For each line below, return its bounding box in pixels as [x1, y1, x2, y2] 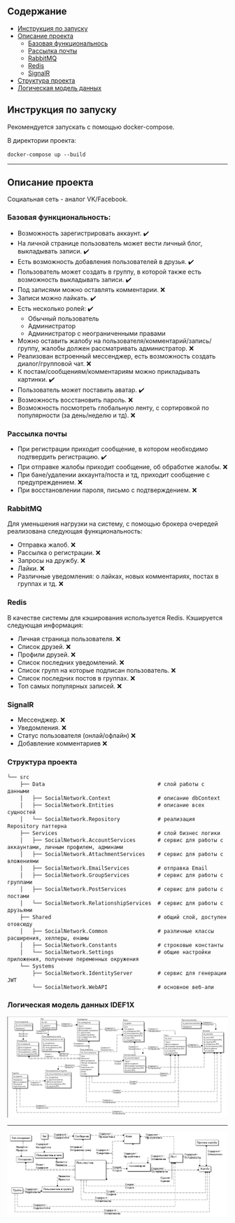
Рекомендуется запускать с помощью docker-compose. [7, 123, 175, 131]
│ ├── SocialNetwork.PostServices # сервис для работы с [20, 886, 224, 893]
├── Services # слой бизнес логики [20, 830, 220, 837]
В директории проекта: [7, 136, 77, 144]
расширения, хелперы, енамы [7, 935, 90, 942]
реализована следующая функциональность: [7, 527, 143, 536]
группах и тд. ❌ [17, 580, 64, 588]
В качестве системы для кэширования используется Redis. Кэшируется [7, 613, 222, 622]
